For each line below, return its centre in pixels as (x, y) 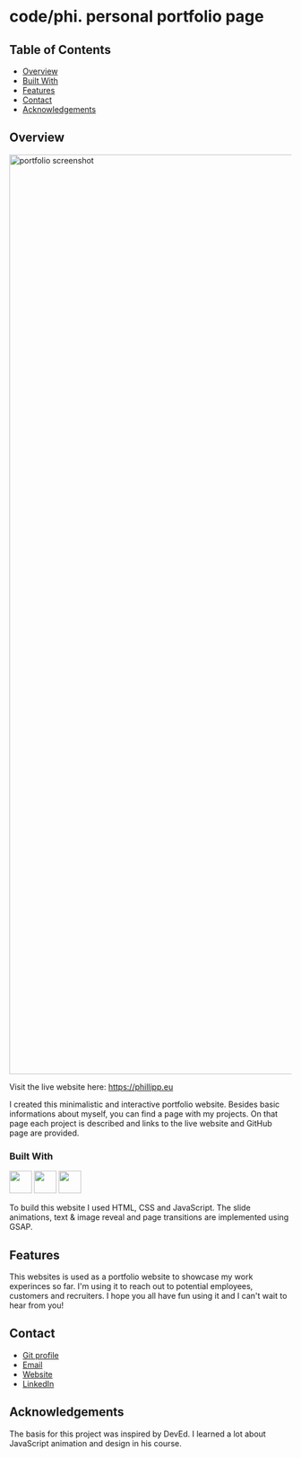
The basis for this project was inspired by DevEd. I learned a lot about (138, 1434)
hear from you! (37, 1305)
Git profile (41, 1355)
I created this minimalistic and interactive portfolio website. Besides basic (145, 1104)
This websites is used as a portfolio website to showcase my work (131, 1277)
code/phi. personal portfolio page (137, 17)
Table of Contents (60, 50)
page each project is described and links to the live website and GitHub (141, 1123)
